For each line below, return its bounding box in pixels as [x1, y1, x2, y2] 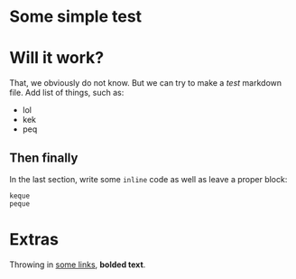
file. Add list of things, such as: [9, 88, 125, 98]
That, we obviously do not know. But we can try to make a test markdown [9, 78, 282, 88]
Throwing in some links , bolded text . [9, 259, 146, 270]
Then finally [9, 150, 79, 165]
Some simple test [9, 6, 143, 27]
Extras [9, 229, 59, 250]
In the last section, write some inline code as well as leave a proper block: [9, 173, 288, 184]
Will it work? [9, 48, 105, 69]
